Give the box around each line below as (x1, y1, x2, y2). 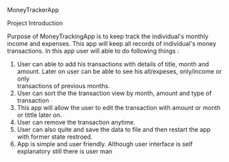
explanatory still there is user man (16, 147, 113, 155)
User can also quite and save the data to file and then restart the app (16, 126, 211, 133)
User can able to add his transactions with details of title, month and (16, 60, 210, 68)
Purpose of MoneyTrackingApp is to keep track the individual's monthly (7, 32, 208, 40)
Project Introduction (7, 19, 63, 27)
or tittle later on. (16, 111, 62, 119)
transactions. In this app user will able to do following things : (7, 47, 180, 55)
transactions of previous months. (16, 82, 111, 90)
